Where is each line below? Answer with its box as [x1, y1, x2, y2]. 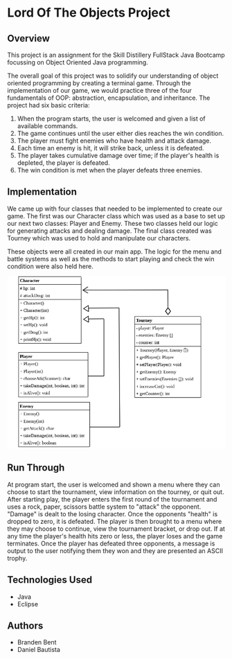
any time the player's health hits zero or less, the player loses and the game [7, 531, 223, 540]
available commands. [17, 122, 78, 130]
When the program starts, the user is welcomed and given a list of [17, 114, 206, 123]
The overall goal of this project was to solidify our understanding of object [7, 71, 219, 80]
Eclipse [17, 599, 39, 608]
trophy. [7, 554, 28, 562]
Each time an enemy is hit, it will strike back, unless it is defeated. [17, 144, 204, 152]
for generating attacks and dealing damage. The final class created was [7, 227, 213, 235]
